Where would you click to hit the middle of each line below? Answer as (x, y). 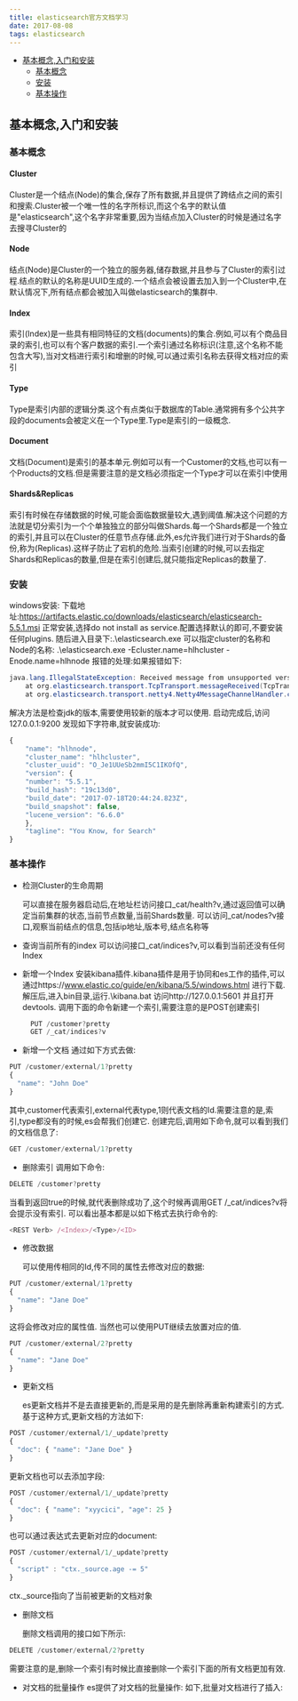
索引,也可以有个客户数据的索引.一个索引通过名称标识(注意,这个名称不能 (154, 345)
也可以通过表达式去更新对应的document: (83, 1536)
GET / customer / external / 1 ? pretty (71, 1149)
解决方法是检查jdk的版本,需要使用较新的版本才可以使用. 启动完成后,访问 (140, 712)
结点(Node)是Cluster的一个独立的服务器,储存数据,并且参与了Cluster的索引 (144, 270)
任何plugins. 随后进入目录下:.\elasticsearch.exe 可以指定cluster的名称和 (140, 639)
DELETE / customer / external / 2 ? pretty (77, 1650)
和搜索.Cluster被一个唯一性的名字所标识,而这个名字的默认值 (118, 205)
